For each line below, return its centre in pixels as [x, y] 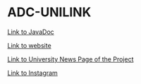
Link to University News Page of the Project [70, 59]
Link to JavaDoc [31, 32]
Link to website [29, 45]
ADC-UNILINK [49, 12]
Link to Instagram [32, 73]
